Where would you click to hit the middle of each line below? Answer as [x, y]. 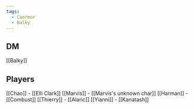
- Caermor [23, 17]
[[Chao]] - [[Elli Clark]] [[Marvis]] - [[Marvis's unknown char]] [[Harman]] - [97, 93]
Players [20, 79]
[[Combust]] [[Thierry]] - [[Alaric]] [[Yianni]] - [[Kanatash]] [77, 100]
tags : [13, 11]
